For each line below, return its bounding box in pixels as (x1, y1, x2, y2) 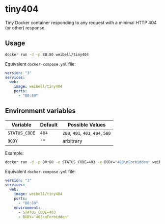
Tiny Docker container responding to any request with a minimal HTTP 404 (5, 20, 157, 25)
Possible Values (67, 121, 106, 128)
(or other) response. (5, 25, 46, 30)
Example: (5, 150, 24, 156)
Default (40, 121, 58, 128)
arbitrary (62, 137, 82, 144)
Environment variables (5, 107, 76, 115)
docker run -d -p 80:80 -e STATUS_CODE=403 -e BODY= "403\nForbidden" (5, 159, 151, 165)
